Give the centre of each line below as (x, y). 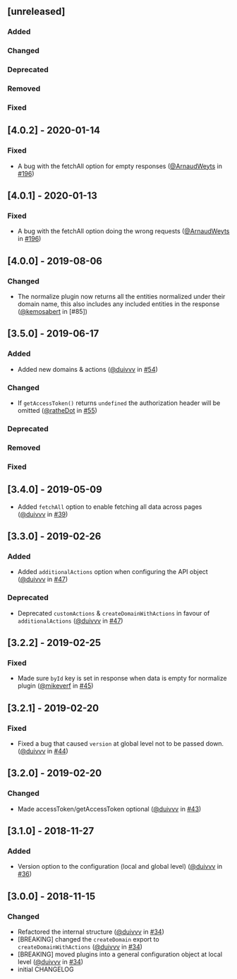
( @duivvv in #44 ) (43, 751)
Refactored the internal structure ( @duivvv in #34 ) (91, 932)
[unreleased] (36, 12)
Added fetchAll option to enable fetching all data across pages (110, 506)
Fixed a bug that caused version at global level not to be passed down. (121, 743)
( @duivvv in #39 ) (43, 514)
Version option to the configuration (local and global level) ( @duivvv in (120, 867)
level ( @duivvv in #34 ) (50, 962)
